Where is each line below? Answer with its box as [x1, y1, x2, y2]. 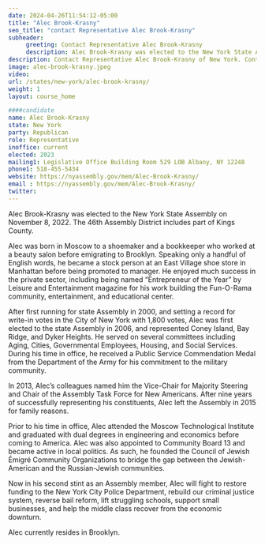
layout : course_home [8, 92, 77, 100]
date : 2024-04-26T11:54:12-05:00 [8, 11, 118, 20]
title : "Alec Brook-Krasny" [8, 19, 101, 27]
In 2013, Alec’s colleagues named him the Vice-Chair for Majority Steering [8, 381, 248, 390]
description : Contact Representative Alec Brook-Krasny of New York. [8, 56, 242, 64]
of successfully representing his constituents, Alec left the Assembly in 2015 [8, 397, 256, 407]
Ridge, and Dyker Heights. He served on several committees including [8, 332, 236, 341]
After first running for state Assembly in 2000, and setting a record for [8, 306, 236, 316]
